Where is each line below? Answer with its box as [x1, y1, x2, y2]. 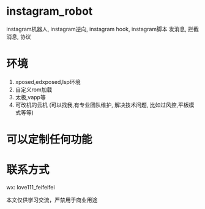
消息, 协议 [6, 32, 31, 40]
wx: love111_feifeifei [6, 184, 55, 191]
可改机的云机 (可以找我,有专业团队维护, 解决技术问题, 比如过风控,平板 [15, 101, 189, 108]
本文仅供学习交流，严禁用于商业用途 [6, 196, 98, 203]
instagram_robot [6, 4, 93, 18]
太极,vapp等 [15, 93, 46, 101]
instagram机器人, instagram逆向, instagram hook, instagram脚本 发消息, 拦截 [6, 25, 199, 32]
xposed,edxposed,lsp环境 [15, 78, 81, 85]
